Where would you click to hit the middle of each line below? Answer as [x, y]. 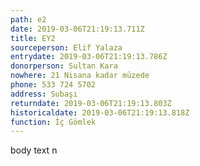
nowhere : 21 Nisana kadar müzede [80, 76]
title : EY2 [33, 38]
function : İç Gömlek [53, 122]
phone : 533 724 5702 [53, 85]
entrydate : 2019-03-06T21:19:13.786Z [89, 57]
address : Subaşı [44, 94]
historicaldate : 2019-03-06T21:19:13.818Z [100, 112]
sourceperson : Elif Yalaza [66, 47]
